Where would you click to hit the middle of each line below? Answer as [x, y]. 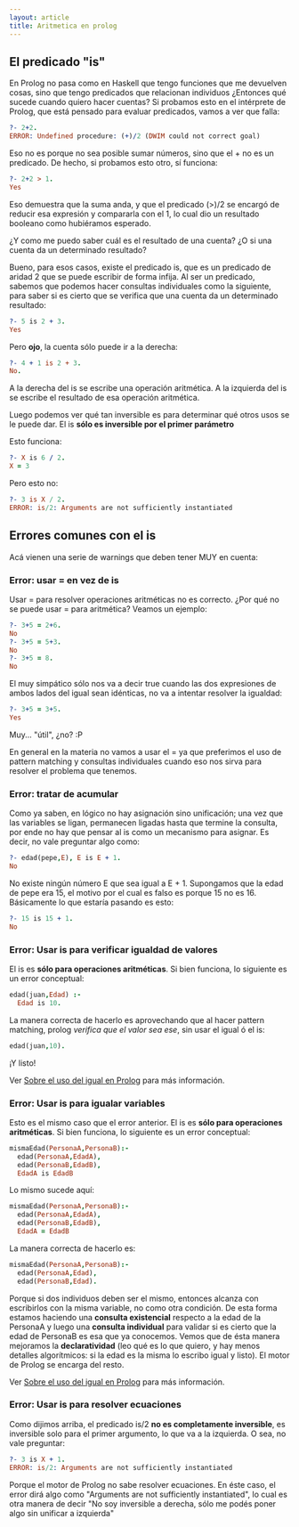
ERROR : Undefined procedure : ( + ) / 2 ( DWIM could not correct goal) [135, 136]
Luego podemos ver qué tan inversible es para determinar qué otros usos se [149, 415]
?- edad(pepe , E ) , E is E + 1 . [65, 858]
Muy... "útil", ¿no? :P [46, 735]
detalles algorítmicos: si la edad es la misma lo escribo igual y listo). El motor [149, 1355]
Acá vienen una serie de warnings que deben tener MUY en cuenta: [133, 556]
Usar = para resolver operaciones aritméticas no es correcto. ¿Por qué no [145, 599]
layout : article [39, 17]
